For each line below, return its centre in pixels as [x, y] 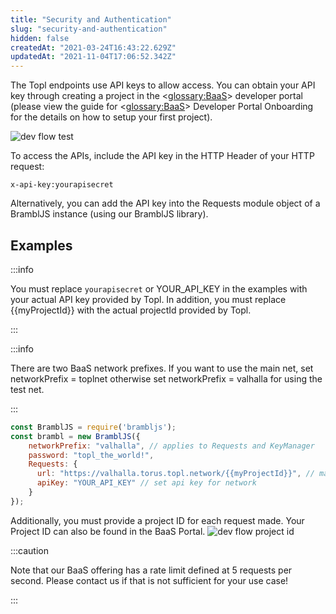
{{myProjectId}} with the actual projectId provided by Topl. [131, 310]
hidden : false [40, 38]
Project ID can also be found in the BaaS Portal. [108, 531]
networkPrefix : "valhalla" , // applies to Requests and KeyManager [171, 446]
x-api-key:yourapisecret [62, 185]
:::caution [30, 550]
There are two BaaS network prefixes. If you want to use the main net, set [162, 368]
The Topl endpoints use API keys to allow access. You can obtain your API [163, 85]
